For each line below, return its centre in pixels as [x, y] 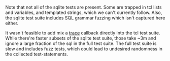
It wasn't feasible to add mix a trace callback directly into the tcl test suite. [83, 33]
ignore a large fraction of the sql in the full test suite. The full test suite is [81, 43]
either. [12, 23]
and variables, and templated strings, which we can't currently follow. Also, [84, 12]
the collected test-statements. [37, 54]
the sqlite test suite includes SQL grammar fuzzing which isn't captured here [85, 18]
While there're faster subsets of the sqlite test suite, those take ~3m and [81, 38]
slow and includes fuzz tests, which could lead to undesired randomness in [84, 49]
